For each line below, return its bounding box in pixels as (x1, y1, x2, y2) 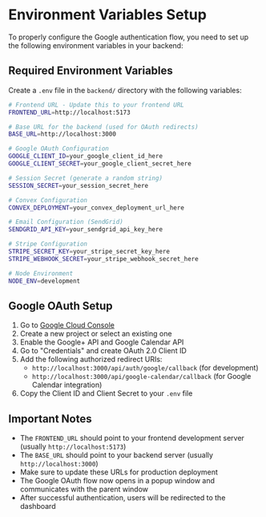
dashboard (19, 502, 56, 511)
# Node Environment (8, 269, 74, 278)
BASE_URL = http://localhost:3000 (8, 130, 116, 138)
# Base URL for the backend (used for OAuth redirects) (8, 123, 199, 131)
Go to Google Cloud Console (19, 320, 115, 330)
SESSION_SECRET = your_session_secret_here (8, 181, 149, 189)
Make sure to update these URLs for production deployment (19, 467, 219, 477)
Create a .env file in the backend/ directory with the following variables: (8, 85, 242, 95)
